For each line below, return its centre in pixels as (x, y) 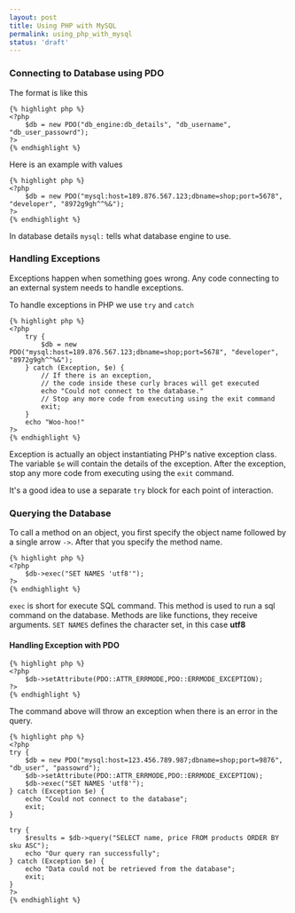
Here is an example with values (66, 164)
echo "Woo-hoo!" (55, 422)
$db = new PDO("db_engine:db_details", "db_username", (128, 124)
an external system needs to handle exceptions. (97, 287)
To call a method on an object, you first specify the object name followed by (147, 533)
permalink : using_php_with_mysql (71, 34)
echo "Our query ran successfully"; (93, 853)
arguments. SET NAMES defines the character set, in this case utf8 (128, 625)
